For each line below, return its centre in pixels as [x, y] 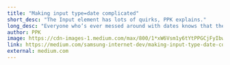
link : [15, 45]
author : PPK [24, 32]
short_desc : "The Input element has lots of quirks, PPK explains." [107, 20]
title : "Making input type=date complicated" [73, 13]
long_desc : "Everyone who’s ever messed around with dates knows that [110, 26]
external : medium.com [38, 51]
